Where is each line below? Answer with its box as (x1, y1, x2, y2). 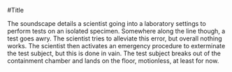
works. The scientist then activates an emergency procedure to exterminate (7, 42, 226, 50)
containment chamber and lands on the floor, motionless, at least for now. (7, 57, 219, 65)
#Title (7, 6, 24, 14)
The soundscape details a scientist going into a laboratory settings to (7, 20, 206, 27)
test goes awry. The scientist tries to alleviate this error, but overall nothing (7, 34, 222, 43)
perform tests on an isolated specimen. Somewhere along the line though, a (7, 27, 226, 35)
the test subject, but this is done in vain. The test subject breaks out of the (7, 49, 222, 57)
